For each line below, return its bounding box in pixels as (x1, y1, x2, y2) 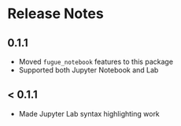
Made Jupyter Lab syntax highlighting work (18, 109, 161, 118)
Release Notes (7, 5, 104, 23)
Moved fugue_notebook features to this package (18, 57, 174, 66)
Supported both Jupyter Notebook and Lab (18, 65, 159, 75)
